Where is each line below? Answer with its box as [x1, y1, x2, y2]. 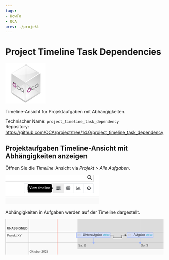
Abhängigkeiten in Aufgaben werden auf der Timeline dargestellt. [5, 209, 141, 215]
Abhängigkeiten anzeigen [5, 152, 88, 160]
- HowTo [5, 13, 22, 19]
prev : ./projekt [5, 24, 39, 29]
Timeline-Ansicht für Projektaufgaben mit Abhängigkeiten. [5, 109, 126, 115]
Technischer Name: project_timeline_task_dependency [5, 118, 119, 124]
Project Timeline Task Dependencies [5, 46, 162, 58]
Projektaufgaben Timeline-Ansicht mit [5, 144, 128, 152]
